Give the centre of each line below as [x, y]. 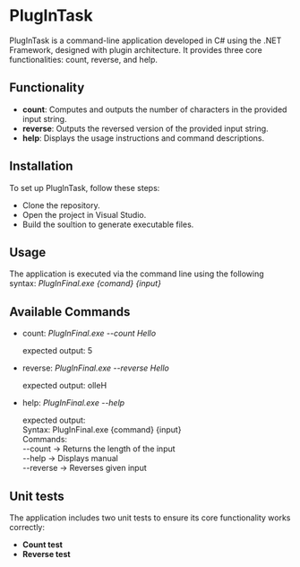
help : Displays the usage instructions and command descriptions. [143, 138]
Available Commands [70, 312]
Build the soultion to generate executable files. [108, 224]
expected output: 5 [57, 351]
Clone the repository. [61, 205]
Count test [42, 545]
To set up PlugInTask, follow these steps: [85, 188]
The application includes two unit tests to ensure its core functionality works [150, 518]
